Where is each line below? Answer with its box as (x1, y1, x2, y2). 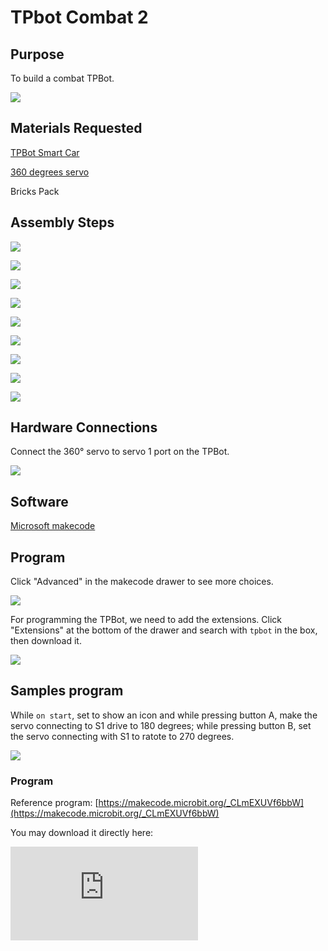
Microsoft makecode (10, 520, 96, 532)
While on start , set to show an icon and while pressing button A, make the (10, 709, 318, 721)
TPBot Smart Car (10, 146, 80, 158)
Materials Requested (10, 120, 143, 137)
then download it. (10, 635, 82, 647)
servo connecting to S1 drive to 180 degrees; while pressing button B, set (10, 719, 312, 731)
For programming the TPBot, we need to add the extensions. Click (10, 614, 283, 626)
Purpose (10, 46, 65, 63)
